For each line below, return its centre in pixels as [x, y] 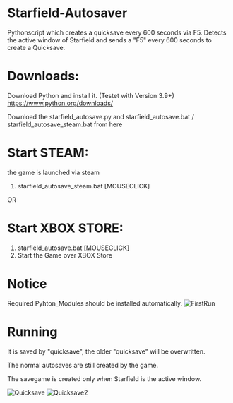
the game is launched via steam [54, 172]
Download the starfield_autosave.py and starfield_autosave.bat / [101, 116]
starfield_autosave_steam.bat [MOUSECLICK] [84, 186]
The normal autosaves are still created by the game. [83, 365]
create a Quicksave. [36, 47]
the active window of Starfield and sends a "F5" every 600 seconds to [109, 40]
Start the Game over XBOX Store [65, 255]
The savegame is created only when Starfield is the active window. [104, 378]
